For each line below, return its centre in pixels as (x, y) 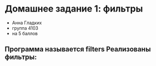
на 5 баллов (25, 33)
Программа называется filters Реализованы (78, 49)
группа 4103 (25, 28)
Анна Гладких (27, 23)
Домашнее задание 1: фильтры (74, 9)
